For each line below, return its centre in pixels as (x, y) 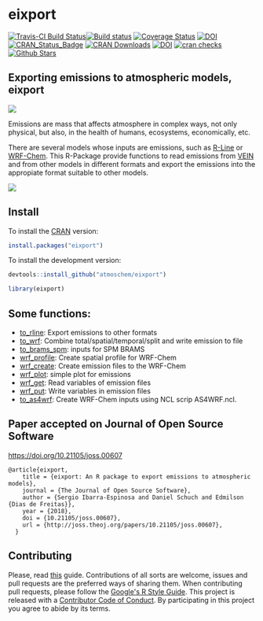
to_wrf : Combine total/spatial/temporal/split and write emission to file (131, 341)
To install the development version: (65, 261)
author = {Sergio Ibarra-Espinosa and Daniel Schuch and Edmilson (133, 497)
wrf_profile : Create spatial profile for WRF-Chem (98, 357)
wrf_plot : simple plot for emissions (75, 374)
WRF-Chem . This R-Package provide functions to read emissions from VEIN (131, 156)
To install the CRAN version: (53, 231)
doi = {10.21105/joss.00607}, (72, 518)
